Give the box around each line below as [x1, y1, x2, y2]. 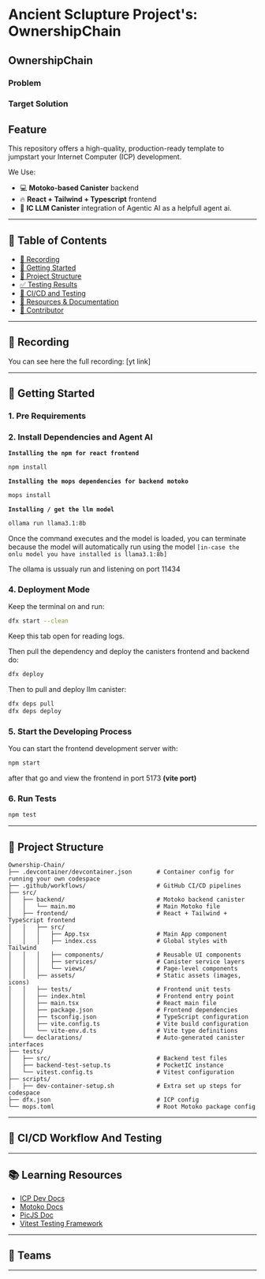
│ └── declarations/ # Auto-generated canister [8, 1034, 245, 1042]
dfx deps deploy [8, 708, 62, 716]
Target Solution [8, 99, 69, 110]
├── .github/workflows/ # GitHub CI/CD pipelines [8, 882, 242, 890]
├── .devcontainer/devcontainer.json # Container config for [8, 868, 235, 877]
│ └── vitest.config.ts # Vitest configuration [8, 1068, 235, 1076]
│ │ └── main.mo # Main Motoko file [8, 903, 221, 911]
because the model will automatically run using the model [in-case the [8, 542, 240, 552]
